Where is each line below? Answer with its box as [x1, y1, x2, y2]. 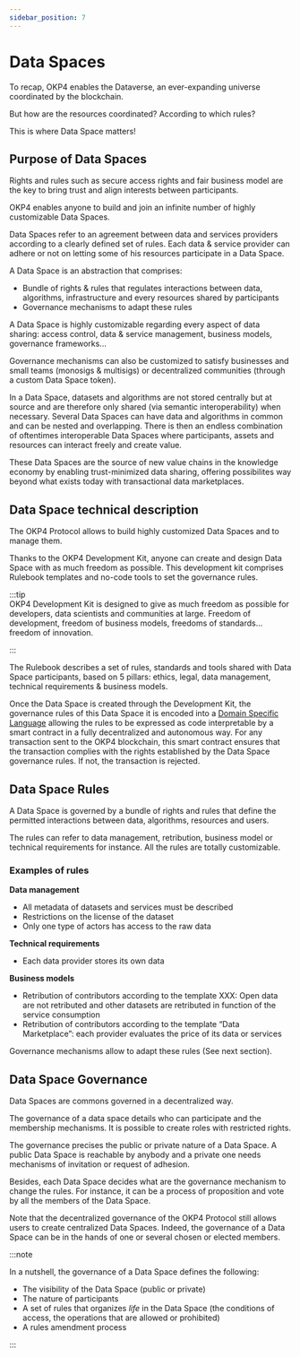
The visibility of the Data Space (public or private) [21, 1284, 206, 1295]
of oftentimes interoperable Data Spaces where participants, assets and [9, 430, 275, 441]
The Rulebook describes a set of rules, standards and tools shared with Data [9, 662, 292, 673]
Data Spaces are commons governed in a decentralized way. [9, 1095, 234, 1107]
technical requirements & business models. [9, 681, 168, 692]
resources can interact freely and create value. [9, 440, 182, 451]
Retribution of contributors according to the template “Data [21, 1019, 240, 1030]
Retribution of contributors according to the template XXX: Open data [21, 990, 279, 1001]
